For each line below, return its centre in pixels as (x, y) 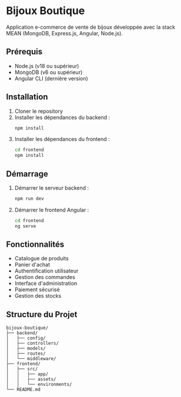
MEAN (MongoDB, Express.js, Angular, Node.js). (65, 33)
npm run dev (29, 198)
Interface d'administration (46, 284)
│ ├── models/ (26, 349)
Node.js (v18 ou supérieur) (47, 66)
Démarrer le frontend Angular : (52, 210)
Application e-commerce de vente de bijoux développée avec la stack (91, 27)
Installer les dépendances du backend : (62, 117)
